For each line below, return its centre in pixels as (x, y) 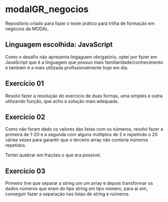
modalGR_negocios (47, 9)
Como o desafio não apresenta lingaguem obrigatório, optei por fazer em (81, 57)
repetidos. (16, 145)
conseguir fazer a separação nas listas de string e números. (68, 194)
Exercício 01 (25, 84)
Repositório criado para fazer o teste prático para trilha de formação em (80, 23)
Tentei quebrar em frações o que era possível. (53, 155)
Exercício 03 (25, 171)
